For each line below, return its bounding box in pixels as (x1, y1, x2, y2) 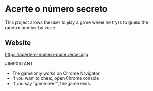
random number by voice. (5, 24, 57, 30)
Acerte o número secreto (5, 3, 108, 15)
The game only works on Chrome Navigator (12, 70, 100, 76)
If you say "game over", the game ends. (12, 80, 91, 86)
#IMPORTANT (5, 61, 33, 66)
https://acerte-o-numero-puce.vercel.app (5, 51, 89, 57)
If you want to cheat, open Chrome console (12, 75, 99, 81)
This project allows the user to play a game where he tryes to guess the (5, 19, 148, 25)
